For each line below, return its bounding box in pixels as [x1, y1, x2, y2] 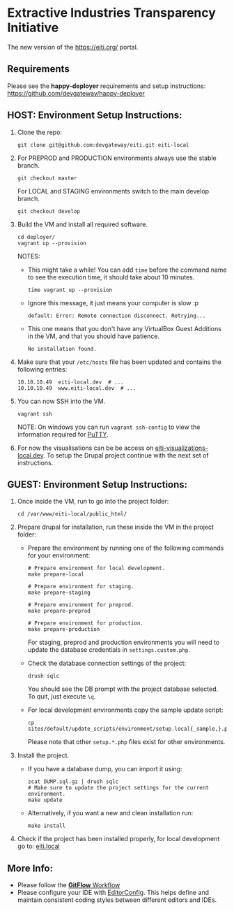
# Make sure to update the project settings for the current [27, 785, 209, 792]
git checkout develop [17, 207, 80, 214]
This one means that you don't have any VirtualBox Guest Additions [27, 324, 221, 333]
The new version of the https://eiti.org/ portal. [7, 43, 139, 51]
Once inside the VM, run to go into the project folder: [17, 497, 169, 506]
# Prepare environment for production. [27, 620, 144, 627]
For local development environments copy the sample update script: [27, 706, 224, 714]
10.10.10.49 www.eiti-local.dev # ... [17, 384, 136, 392]
